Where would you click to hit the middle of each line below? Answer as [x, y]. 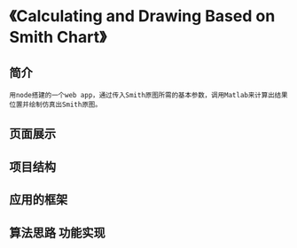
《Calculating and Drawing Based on [142, 16]
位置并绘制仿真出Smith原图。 [55, 105]
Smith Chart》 [58, 38]
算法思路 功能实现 [57, 232]
